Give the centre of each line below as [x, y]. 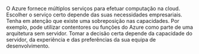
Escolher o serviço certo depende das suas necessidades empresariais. [94, 15]
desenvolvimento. [28, 46]
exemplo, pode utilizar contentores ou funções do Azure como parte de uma [99, 27]
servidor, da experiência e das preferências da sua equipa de [81, 40]
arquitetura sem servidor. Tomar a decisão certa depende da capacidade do [99, 33]
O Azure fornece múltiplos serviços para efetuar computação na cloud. [93, 9]
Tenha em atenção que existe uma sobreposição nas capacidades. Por [93, 21]
